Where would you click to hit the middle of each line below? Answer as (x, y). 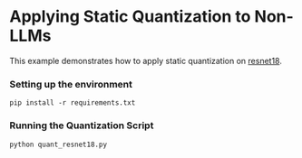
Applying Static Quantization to (130, 17)
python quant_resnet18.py (58, 144)
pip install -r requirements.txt (73, 103)
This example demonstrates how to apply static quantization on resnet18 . (146, 60)
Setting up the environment (71, 84)
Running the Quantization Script (82, 125)
